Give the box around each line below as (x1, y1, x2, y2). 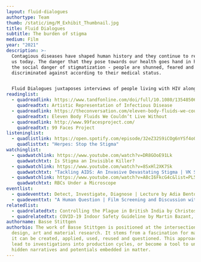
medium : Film (6, 36, 39, 42)
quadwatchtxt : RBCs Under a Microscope (17, 180, 117, 186)
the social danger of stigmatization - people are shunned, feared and (11, 64, 194, 70)
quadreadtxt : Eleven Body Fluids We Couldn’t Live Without (17, 113, 167, 119)
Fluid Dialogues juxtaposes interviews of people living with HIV (11, 86, 181, 92)
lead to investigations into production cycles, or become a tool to (11, 241, 188, 247)
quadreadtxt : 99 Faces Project (17, 125, 95, 131)
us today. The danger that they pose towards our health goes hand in (11, 58, 191, 64)
